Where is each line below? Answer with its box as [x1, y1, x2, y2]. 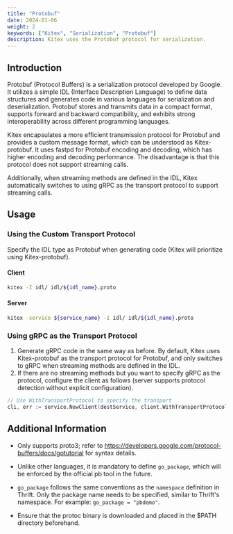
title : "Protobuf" [7, 10, 60, 17]
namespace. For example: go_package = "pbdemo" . [17, 498, 160, 506]
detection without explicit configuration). [17, 384, 134, 392]
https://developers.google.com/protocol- [104, 441, 222, 449]
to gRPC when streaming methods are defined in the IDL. [17, 362, 180, 370]
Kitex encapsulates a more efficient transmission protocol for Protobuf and [7, 130, 221, 139]
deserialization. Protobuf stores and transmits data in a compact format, [7, 102, 213, 111]
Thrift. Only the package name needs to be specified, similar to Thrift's [17, 490, 220, 499]
